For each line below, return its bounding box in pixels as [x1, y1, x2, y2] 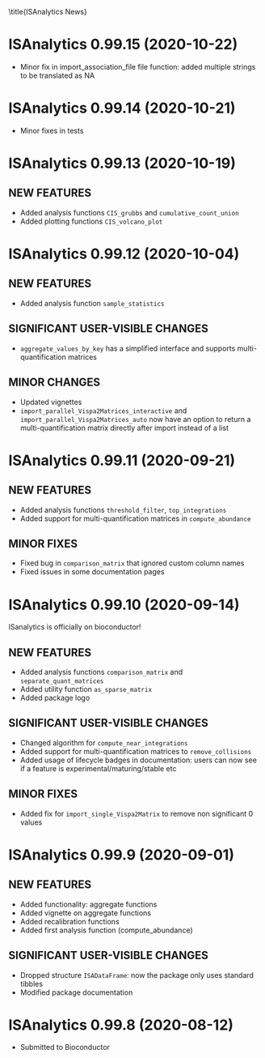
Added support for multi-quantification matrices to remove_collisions [19, 746, 252, 756]
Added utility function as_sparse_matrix [19, 685, 152, 694]
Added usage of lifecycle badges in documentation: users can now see [19, 755, 257, 765]
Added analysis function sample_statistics [19, 298, 165, 308]
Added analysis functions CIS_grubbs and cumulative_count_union [19, 207, 240, 217]
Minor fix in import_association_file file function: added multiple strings [19, 62, 256, 71]
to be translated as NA [19, 70, 95, 80]
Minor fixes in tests [19, 126, 84, 135]
